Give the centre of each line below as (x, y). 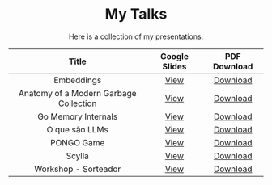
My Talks (136, 14)
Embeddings (78, 80)
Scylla (77, 156)
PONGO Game (77, 142)
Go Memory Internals (78, 116)
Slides (174, 66)
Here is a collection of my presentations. (136, 36)
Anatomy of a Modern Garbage (77, 93)
